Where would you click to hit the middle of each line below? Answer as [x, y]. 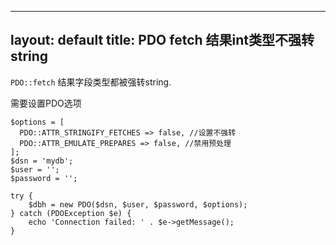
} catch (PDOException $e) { [71, 213]
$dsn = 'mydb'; [42, 161]
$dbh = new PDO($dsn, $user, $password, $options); [138, 204]
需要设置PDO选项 [46, 103]
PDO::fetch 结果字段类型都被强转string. [91, 82]
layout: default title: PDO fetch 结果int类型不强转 [162, 40]
